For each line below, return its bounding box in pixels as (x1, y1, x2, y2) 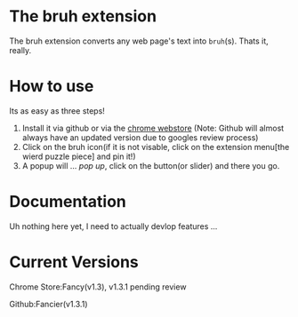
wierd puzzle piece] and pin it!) (21, 151, 136, 162)
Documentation (9, 192, 127, 212)
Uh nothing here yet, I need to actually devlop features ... (9, 220, 218, 232)
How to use (9, 76, 94, 97)
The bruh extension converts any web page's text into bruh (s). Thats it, (9, 36, 269, 46)
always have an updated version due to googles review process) (21, 131, 259, 143)
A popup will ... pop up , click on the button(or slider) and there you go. (21, 160, 280, 170)
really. (9, 44, 32, 55)
